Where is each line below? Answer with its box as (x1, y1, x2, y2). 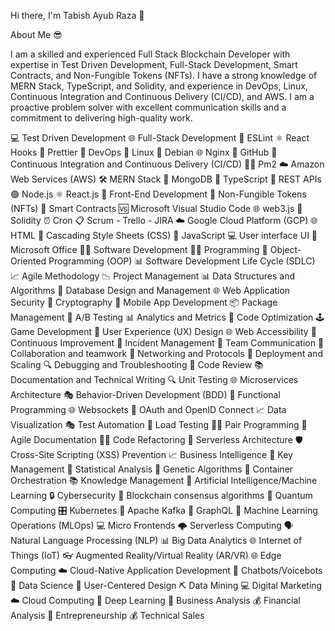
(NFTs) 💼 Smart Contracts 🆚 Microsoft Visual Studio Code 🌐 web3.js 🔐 (10, 203, 303, 214)
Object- (269, 244, 302, 255)
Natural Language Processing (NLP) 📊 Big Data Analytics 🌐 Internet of (10, 535, 303, 546)
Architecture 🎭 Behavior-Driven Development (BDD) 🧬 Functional (10, 389, 281, 400)
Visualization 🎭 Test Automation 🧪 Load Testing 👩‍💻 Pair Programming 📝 (10, 419, 308, 430)
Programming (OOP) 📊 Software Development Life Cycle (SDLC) (48, 255, 316, 267)
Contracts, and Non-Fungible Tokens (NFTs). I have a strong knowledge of (10, 70, 318, 81)
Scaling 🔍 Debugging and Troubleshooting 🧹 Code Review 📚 (10, 359, 264, 370)
